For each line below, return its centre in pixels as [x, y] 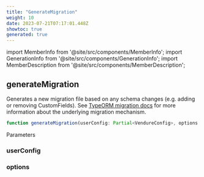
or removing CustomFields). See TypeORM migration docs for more [91, 105]
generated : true [27, 35]
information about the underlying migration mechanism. [76, 112]
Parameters [21, 134]
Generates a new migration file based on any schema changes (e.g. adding [101, 99]
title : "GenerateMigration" [42, 12]
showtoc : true [24, 29]
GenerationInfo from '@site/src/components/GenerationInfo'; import [92, 59]
